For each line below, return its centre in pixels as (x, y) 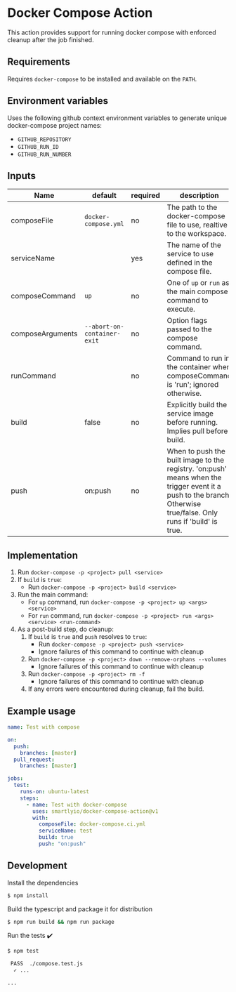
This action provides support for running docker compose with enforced (112, 32)
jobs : (15, 779)
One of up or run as (198, 283)
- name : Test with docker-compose (77, 805)
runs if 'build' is (192, 522)
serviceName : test (65, 831)
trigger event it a (194, 487)
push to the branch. (199, 495)
